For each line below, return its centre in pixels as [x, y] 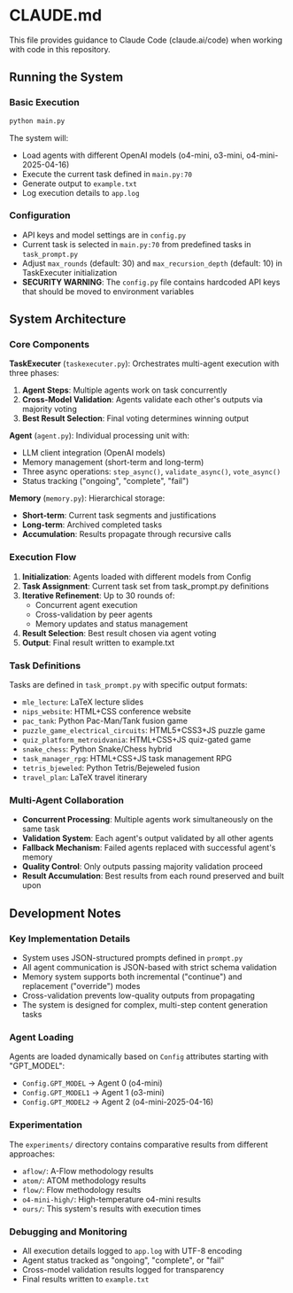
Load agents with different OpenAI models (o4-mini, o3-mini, [133, 155]
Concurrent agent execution [86, 604]
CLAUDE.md [56, 16]
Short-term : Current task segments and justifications [119, 516]
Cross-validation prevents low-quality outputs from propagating [138, 996]
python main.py [37, 121]
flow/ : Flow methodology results [81, 1189]
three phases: [34, 373]
